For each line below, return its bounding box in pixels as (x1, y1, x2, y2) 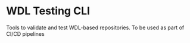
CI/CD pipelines (6, 30, 45, 37)
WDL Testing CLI (6, 4, 91, 18)
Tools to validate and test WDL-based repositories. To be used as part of (6, 24, 185, 31)
